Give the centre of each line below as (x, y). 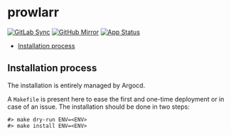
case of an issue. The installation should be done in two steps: (99, 107)
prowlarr (33, 12)
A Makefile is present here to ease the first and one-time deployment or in (116, 99)
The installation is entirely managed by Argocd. (76, 85)
